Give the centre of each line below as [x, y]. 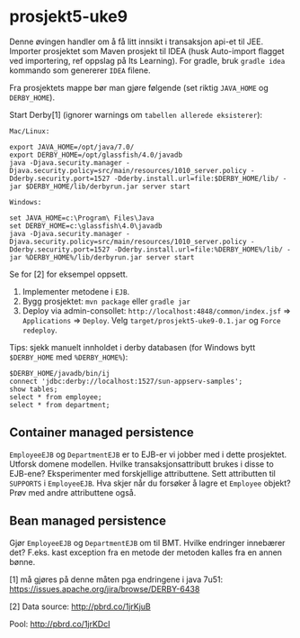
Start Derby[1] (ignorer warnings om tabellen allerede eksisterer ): [136, 114]
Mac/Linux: [30, 131]
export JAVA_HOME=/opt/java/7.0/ [72, 147]
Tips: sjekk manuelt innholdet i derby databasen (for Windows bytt [132, 347]
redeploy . [40, 330]
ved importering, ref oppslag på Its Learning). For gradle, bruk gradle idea [147, 60]
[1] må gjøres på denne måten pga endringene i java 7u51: [116, 579]
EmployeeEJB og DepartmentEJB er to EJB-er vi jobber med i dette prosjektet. [148, 454]
